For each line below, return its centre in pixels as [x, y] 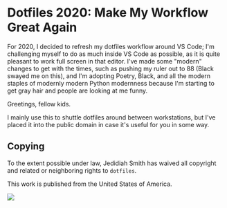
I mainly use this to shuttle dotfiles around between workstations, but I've [111, 117]
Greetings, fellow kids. [39, 104]
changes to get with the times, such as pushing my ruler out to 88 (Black [111, 68]
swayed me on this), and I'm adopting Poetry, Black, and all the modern [109, 76]
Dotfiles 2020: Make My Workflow [108, 13]
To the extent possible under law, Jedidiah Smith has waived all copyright [112, 163]
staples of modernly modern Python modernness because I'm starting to [111, 83]
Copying [26, 146]
